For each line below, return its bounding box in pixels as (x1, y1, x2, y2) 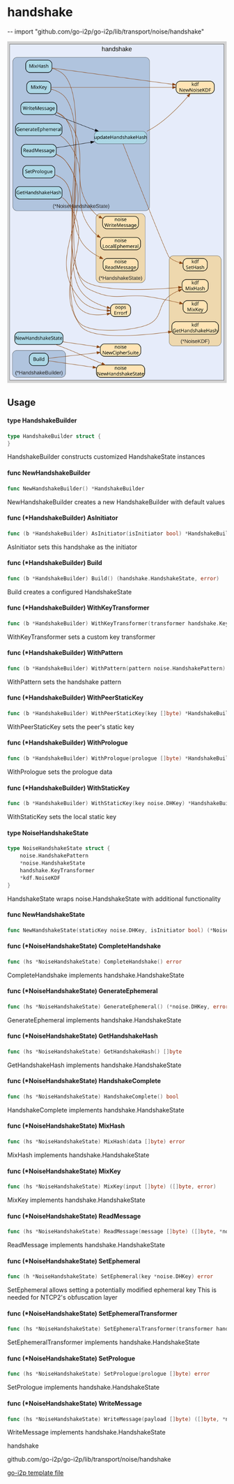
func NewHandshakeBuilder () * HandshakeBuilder (7, 485, 145, 492)
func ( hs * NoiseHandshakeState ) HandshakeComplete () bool (7, 1094, 179, 1101)
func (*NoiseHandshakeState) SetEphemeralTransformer (7, 1309, 178, 1317)
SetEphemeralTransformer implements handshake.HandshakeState (7, 1338, 201, 1346)
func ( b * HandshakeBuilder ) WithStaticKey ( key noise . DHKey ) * (7, 800, 192, 807)
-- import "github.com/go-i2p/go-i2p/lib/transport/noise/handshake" (7, 27, 204, 36)
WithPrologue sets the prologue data (7, 767, 113, 776)
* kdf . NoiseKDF (19, 874, 61, 881)
